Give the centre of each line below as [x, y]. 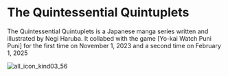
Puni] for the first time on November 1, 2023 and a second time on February [114, 45]
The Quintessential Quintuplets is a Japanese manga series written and [108, 31]
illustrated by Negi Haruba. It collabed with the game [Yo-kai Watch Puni [109, 38]
